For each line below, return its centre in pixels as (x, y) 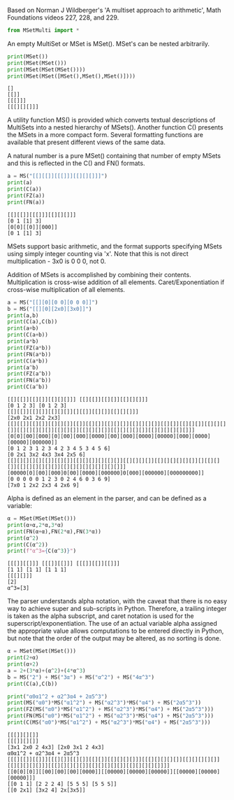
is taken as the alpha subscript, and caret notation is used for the (101, 616)
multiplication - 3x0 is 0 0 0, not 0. (57, 261)
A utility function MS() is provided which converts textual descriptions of (111, 120)
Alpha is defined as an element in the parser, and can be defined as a (107, 498)
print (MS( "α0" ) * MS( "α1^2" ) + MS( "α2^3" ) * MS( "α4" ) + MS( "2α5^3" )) (104, 703)
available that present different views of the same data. (86, 142)
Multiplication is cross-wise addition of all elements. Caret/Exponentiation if (116, 282)
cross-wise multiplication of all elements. (66, 289)
